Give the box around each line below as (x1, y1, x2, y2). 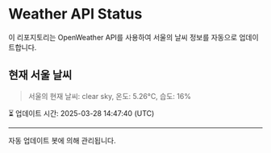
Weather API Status (8, 5, 143, 23)
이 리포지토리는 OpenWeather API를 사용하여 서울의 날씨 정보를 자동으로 (8, 32, 238, 42)
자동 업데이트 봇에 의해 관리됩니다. (8, 135, 116, 145)
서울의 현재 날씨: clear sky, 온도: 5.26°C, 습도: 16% (27, 91, 192, 101)
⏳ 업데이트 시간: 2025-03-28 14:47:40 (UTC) (8, 108, 155, 118)
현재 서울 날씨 (8, 68, 73, 82)
